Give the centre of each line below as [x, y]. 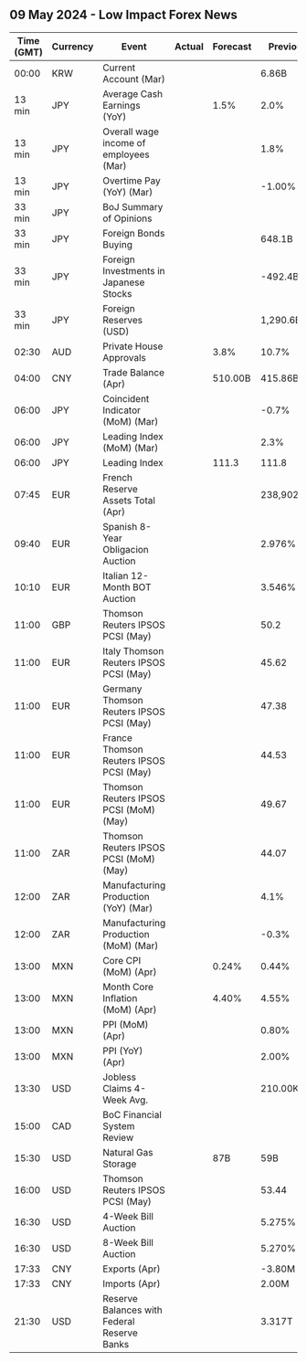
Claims [117, 1088]
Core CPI [122, 960]
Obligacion [125, 549]
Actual [189, 47]
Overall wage [131, 132]
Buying [117, 244]
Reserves [122, 320]
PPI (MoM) [125, 1024]
